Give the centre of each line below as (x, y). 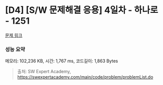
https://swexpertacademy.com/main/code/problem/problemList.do (85, 77)
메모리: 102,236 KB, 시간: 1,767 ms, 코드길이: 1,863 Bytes (62, 61)
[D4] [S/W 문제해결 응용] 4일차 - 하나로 (82, 10)
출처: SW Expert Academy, (44, 72)
